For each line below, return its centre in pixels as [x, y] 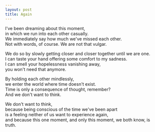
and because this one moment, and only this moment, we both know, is [77, 120]
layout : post [19, 10]
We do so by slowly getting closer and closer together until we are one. [78, 53]
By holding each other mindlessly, [40, 79]
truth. [11, 125]
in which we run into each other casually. [47, 33]
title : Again [19, 14]
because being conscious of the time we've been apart [61, 109]
